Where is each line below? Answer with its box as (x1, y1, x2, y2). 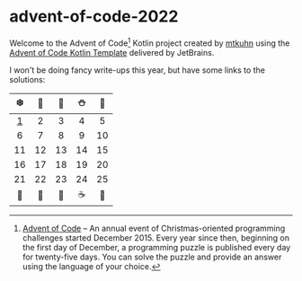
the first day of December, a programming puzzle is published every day (22, 241, 291, 252)
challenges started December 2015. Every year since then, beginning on (22, 232, 290, 243)
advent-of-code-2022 (9, 6, 179, 27)
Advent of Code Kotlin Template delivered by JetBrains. (9, 47, 215, 57)
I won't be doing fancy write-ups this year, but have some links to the (9, 65, 265, 75)
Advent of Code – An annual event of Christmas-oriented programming (22, 223, 286, 233)
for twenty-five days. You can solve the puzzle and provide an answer (22, 251, 282, 262)
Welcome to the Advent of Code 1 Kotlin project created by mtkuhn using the (9, 36, 290, 48)
